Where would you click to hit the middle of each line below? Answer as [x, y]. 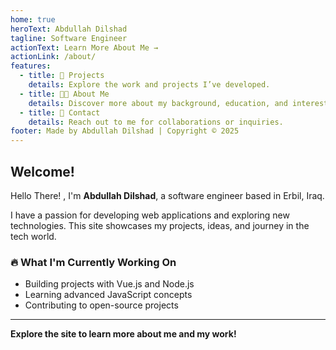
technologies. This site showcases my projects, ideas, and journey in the [160, 225]
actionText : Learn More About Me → [84, 47]
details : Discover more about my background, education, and [158, 103]
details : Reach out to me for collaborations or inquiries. [156, 122]
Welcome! [42, 171]
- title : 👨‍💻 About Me [64, 94]
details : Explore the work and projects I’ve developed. [149, 85]
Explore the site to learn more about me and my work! [123, 334]
